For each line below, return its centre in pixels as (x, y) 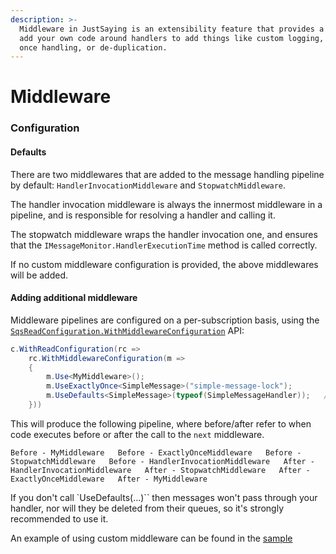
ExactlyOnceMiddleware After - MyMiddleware (109, 479)
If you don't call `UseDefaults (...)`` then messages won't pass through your (164, 497)
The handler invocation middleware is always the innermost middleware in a (166, 204)
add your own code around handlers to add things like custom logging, (172, 38)
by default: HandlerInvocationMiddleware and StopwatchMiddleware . (148, 185)
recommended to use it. (59, 518)
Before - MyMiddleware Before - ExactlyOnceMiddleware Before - (156, 452)
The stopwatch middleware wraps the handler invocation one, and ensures (164, 234)
